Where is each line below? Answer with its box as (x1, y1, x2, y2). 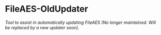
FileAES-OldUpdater (5, 3, 88, 15)
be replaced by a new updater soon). (5, 24, 80, 30)
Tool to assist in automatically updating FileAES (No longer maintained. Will (5, 19, 156, 25)
